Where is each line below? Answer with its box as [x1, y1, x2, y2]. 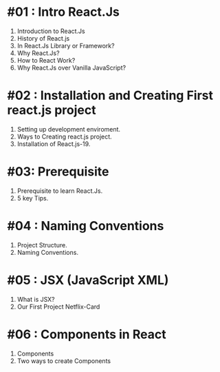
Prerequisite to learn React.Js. [16, 187, 103, 195]
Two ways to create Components [16, 356, 111, 365]
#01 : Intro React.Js [7, 4, 120, 20]
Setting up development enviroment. [16, 125, 121, 133]
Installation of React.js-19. [16, 139, 91, 148]
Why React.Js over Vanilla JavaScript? [16, 63, 126, 72]
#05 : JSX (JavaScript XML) [7, 272, 169, 288]
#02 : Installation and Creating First [7, 87, 213, 103]
